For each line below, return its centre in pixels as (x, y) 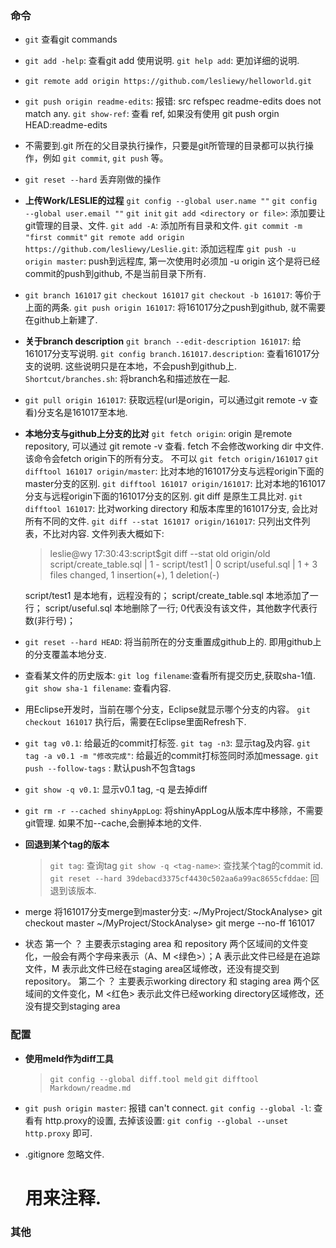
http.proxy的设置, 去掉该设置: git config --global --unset (166, 1120)
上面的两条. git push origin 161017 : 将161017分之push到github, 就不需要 (175, 308)
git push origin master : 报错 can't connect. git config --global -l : (168, 1108)
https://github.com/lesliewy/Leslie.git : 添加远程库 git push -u (160, 249)
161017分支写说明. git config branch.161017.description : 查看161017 (168, 354)
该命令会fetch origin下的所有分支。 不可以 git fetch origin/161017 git (171, 459)
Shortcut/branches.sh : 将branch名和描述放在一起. (127, 379)
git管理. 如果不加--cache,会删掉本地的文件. (113, 823)
